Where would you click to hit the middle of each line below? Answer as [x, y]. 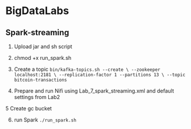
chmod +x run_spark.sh [43, 58]
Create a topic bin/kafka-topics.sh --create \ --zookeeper [87, 69]
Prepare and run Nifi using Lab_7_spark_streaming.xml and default [94, 91]
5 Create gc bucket [29, 108]
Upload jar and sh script [43, 46]
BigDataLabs [37, 11]
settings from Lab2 [37, 97]
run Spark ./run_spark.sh [45, 120]
